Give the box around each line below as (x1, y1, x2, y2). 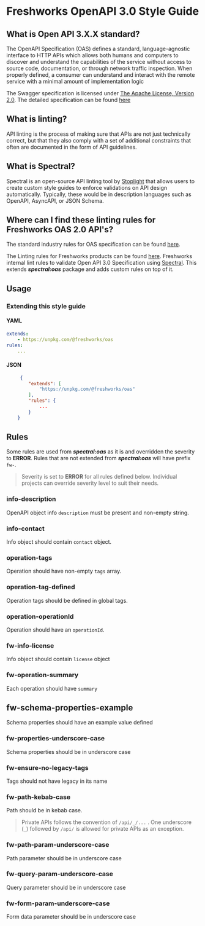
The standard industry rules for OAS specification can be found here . (6, 241, 181, 248)
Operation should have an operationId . (6, 626, 105, 634)
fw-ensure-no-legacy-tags (6, 763, 89, 772)
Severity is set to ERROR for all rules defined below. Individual (21, 473, 177, 481)
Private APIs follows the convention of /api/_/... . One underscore (21, 818, 192, 826)
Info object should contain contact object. (6, 538, 112, 546)
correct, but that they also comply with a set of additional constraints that (6, 136, 192, 144)
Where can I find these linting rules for (6, 215, 156, 226)
